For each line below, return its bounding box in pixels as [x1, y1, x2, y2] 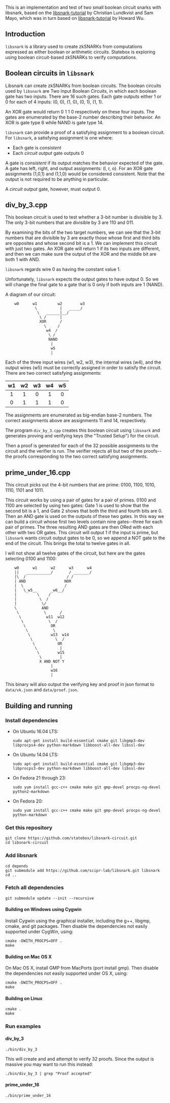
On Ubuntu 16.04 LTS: [12, 728, 59, 734]
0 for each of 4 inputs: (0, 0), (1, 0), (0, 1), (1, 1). [5, 99, 104, 105]
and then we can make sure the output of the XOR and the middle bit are [5, 251, 156, 257]
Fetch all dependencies [5, 884, 64, 891]
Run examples [5, 1023, 41, 1030]
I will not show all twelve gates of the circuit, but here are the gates [5, 550, 146, 557]
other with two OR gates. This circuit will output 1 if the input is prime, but [5, 530, 158, 536]
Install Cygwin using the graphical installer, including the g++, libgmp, [5, 918, 151, 924]
